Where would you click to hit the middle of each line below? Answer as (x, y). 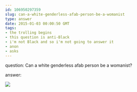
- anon (12, 46)
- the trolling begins (28, 33)
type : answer (19, 19)
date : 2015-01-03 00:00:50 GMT (37, 23)
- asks (12, 51)
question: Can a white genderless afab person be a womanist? (69, 65)
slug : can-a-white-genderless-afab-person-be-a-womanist (65, 14)
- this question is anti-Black (37, 38)
